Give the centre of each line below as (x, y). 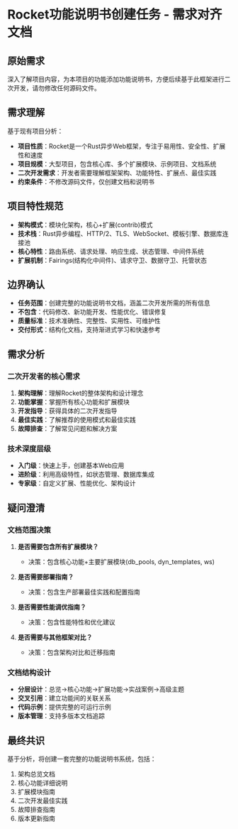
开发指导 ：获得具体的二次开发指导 (67, 411)
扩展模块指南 (36, 792)
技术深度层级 (29, 449)
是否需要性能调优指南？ (52, 607)
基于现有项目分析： (35, 131)
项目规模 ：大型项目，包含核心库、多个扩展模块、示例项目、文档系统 (117, 163)
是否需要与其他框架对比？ (55, 637)
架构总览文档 (36, 774)
